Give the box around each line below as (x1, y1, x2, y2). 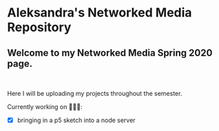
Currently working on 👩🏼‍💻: (7, 103, 83, 111)
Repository (7, 19, 72, 35)
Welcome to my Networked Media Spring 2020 (7, 47, 213, 59)
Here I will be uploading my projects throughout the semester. (7, 90, 182, 97)
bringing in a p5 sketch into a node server (17, 116, 136, 124)
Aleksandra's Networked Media (7, 5, 192, 21)
